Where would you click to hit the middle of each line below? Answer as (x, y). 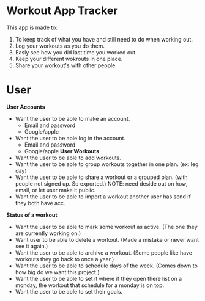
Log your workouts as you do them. (60, 46)
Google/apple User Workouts (62, 151)
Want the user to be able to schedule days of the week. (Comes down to (106, 266)
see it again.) (32, 246)
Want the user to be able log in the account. (70, 138)
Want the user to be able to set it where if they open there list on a (99, 278)
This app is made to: (32, 27)
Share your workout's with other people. (66, 65)
